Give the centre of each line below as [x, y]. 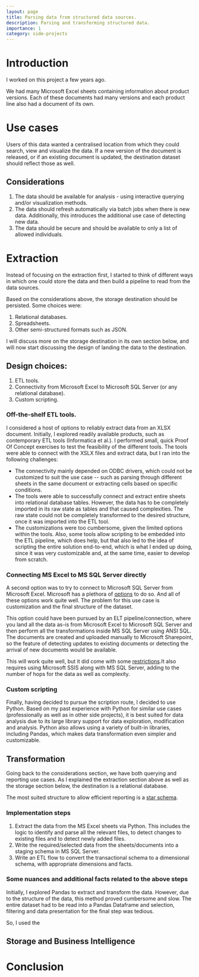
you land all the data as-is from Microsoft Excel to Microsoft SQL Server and [99, 625]
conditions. [29, 490]
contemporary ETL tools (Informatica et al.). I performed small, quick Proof [97, 440]
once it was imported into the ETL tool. [62, 521]
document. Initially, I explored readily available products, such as [85, 434]
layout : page [22, 12]
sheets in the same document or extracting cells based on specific [96, 483]
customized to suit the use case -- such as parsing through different [98, 477]
